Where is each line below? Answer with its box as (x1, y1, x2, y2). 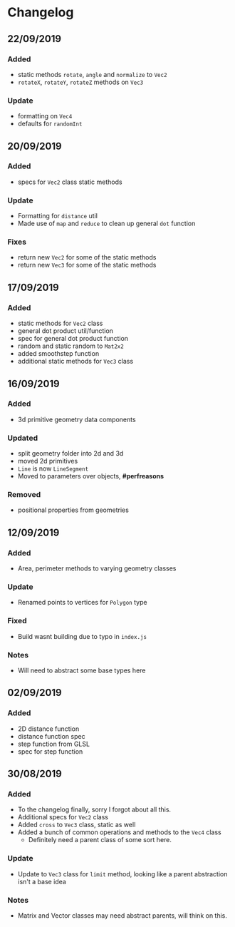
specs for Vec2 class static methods (17, 178, 122, 186)
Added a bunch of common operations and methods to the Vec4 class (17, 828, 222, 836)
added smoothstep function (17, 349, 100, 358)
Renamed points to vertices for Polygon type (17, 598, 147, 607)
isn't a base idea (17, 877, 66, 886)
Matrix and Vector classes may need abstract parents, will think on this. (17, 911, 228, 920)
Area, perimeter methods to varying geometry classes (17, 564, 177, 573)
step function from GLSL (17, 739, 90, 748)
